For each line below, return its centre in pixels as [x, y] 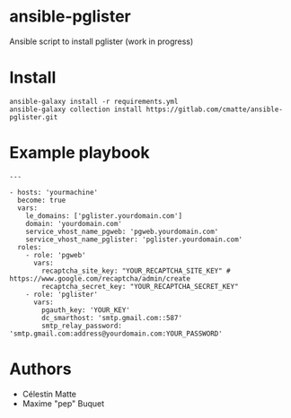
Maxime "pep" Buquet [63, 403]
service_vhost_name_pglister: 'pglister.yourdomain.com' [134, 239]
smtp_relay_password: [82, 326]
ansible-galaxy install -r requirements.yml [94, 101]
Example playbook [79, 153]
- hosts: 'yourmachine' [54, 192]
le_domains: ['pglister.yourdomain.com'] [104, 216]
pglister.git [34, 117]
